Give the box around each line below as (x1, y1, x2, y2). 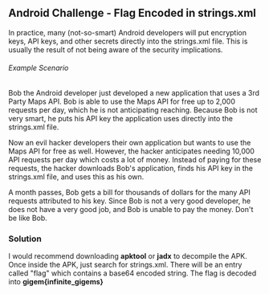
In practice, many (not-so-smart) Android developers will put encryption (8, 27, 247, 37)
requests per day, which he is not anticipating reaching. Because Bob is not (8, 105, 259, 115)
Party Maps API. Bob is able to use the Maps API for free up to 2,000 (8, 96, 235, 107)
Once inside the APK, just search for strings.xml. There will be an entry (8, 260, 243, 270)
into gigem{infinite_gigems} (8, 277, 104, 287)
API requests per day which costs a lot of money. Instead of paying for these (8, 155, 262, 165)
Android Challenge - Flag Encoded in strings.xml (8, 6, 257, 20)
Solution (8, 233, 43, 244)
